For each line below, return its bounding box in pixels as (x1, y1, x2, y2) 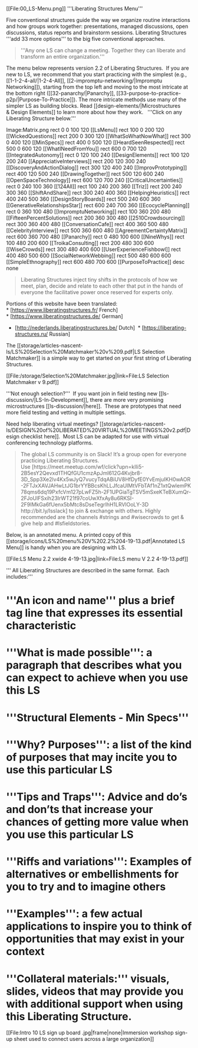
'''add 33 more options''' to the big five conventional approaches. (6, 36, 166, 42)
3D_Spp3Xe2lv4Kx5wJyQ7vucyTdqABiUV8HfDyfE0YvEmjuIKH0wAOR (20, 476, 191, 483)
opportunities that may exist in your (6, 932, 184, 946)
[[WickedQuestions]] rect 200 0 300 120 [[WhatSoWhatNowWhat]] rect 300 (6, 133, 191, 140)
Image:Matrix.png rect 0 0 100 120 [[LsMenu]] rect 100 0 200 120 (6, 127, 165, 133)
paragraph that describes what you (6, 659, 182, 672)
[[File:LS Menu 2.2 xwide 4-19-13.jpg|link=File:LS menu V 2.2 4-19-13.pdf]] (6, 556, 189, 562)
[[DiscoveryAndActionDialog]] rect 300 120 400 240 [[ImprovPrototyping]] (6, 164, 187, 171)
